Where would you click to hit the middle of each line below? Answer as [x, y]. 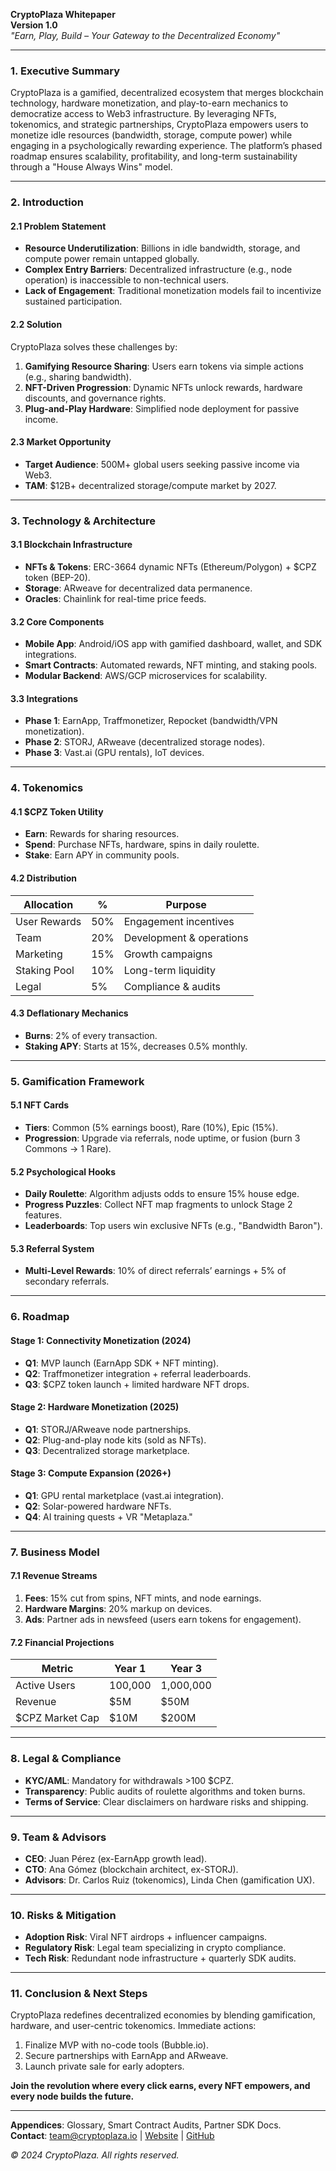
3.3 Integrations [44, 698]
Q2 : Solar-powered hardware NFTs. [98, 1506]
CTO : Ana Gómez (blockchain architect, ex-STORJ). [131, 1869]
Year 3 [186, 1669]
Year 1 [130, 1669]
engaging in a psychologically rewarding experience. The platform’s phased [166, 146]
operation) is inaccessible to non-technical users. [126, 280]
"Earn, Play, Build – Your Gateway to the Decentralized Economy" [145, 35]
